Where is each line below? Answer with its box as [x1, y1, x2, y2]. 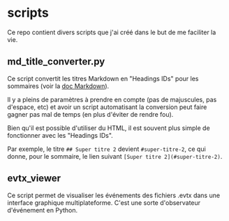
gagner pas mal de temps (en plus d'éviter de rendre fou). [7, 110, 174, 118]
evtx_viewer [7, 173, 61, 185]
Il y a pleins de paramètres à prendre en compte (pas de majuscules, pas [7, 95, 217, 104]
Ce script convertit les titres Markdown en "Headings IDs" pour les [7, 74, 199, 83]
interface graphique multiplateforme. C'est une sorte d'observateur [7, 198, 201, 207]
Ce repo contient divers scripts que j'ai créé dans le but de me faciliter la [7, 28, 216, 36]
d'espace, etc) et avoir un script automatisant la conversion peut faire [7, 103, 207, 111]
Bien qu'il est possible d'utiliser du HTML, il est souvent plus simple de [7, 124, 211, 132]
